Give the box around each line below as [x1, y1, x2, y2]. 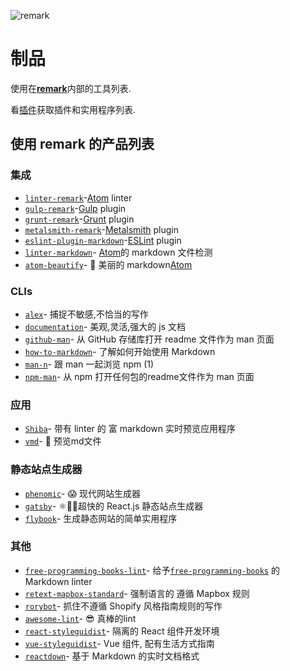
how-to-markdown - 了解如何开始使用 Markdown [24, 345, 216, 357]
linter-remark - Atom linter [24, 191, 133, 204]
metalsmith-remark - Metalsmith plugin [24, 223, 180, 235]
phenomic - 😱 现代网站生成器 [24, 487, 141, 499]
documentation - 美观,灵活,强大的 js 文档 [24, 320, 186, 332]
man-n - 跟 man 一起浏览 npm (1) [24, 358, 155, 370]
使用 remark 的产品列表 [10, 136, 155, 153]
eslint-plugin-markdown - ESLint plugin [24, 234, 182, 246]
